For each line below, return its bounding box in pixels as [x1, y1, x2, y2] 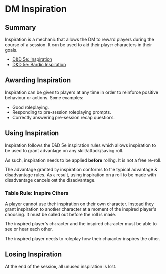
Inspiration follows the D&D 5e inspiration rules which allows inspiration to [5, 142, 156, 148]
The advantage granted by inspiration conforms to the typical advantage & [5, 166, 158, 172]
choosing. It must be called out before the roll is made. [5, 211, 116, 217]
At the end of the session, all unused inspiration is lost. [5, 263, 117, 269]
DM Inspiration [5, 3, 67, 15]
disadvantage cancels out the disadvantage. [5, 177, 96, 183]
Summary [5, 23, 36, 32]
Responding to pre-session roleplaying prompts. [12, 109, 111, 115]
